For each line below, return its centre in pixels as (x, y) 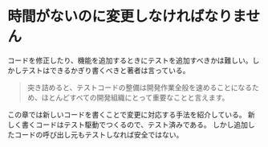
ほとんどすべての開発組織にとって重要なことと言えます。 (135, 97)
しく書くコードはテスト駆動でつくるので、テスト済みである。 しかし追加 (128, 125)
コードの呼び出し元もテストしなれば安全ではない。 (99, 134)
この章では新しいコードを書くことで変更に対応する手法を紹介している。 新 (132, 114)
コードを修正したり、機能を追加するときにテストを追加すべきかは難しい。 (130, 60)
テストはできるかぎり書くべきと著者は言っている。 (106, 70)
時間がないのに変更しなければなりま (127, 16)
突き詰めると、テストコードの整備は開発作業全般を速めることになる (140, 87)
